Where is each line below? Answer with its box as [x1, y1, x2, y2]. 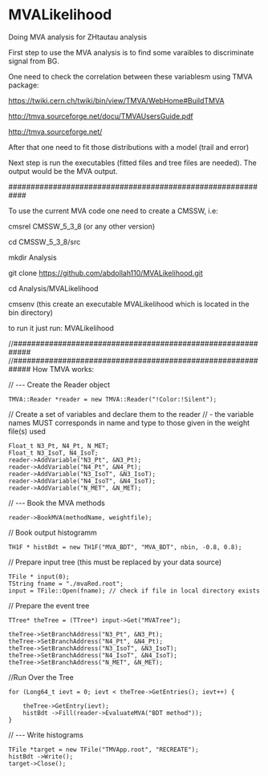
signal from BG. [8, 56, 60, 66]
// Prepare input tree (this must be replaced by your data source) [8, 557, 222, 567]
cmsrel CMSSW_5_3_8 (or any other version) [8, 221, 156, 231]
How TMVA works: [32, 364, 95, 374]
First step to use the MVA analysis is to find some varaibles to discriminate [8, 47, 254, 57]
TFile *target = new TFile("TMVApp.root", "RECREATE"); [8, 746, 199, 754]
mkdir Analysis [8, 253, 58, 262]
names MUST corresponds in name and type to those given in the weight [8, 418, 250, 427]
